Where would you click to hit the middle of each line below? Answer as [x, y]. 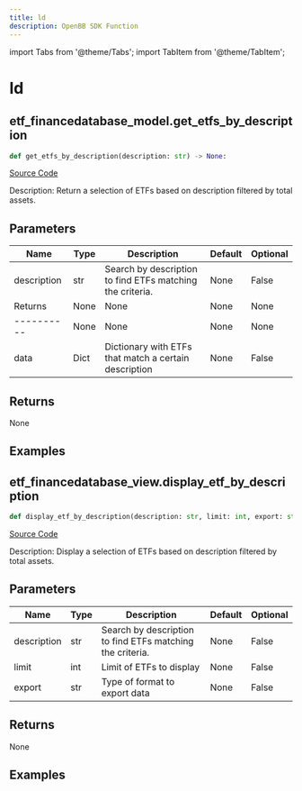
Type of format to [138, 681]
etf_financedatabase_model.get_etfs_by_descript [151, 121]
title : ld [28, 18]
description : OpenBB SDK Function [74, 26]
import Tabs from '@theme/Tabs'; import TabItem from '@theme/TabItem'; [147, 51]
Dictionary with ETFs [148, 347]
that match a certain [147, 359]
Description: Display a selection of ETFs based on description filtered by [143, 551]
